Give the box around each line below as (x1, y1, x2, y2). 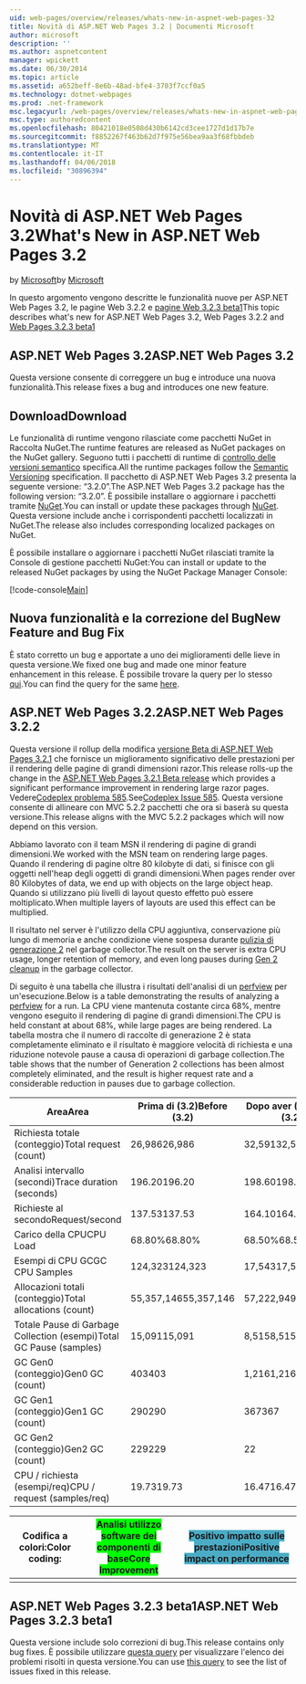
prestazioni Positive (194, 1541, 280, 1553)
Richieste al (14, 1202, 64, 1215)
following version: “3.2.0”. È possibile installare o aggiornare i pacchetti (9, 490, 276, 501)
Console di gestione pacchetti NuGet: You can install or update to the (9, 556, 267, 567)
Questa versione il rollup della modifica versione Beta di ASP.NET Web (9, 743, 273, 754)
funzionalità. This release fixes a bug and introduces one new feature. (9, 382, 270, 393)
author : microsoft (9, 30, 79, 39)
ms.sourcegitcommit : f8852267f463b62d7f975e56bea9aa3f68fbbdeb (9, 132, 255, 142)
